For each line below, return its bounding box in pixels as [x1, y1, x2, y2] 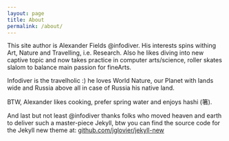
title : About [7, 16, 45, 23]
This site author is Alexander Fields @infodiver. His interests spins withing [7, 42, 217, 50]
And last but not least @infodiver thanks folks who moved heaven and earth [7, 112, 222, 120]
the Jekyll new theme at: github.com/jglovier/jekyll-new [7, 126, 165, 134]
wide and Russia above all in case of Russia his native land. [7, 84, 175, 92]
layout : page [7, 10, 45, 17]
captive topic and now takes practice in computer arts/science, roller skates [7, 56, 222, 64]
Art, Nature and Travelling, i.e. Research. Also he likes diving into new [7, 49, 204, 57]
